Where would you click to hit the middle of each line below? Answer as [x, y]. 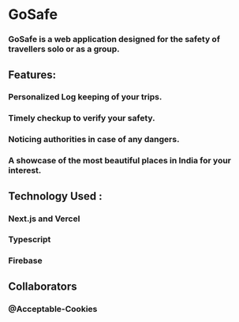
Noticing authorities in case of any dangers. [94, 140]
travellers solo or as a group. [64, 49]
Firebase [25, 260]
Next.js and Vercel [44, 219]
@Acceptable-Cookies [53, 309]
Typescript [30, 240]
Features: [32, 75]
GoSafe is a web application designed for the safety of [114, 39]
